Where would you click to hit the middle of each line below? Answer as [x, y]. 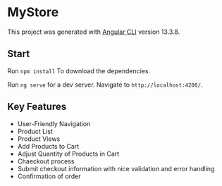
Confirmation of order [49, 176]
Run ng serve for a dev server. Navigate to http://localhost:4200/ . [105, 85]
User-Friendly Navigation [54, 123]
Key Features [37, 107]
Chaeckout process [46, 161]
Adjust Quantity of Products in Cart [68, 154]
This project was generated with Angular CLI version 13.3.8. [94, 32]
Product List [35, 131]
